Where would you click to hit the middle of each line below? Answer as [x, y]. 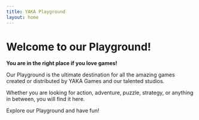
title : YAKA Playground [36, 12]
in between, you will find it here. [46, 99]
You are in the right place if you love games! [62, 63]
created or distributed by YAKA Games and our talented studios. [85, 81]
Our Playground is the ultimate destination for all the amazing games [91, 75]
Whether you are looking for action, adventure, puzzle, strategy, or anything [100, 93]
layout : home [22, 17]
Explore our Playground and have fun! [53, 110]
